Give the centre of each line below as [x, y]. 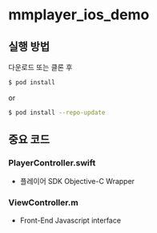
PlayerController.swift [52, 163]
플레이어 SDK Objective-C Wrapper [77, 182]
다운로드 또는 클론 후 [40, 67]
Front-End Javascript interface [70, 220]
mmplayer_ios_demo [79, 15]
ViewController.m [43, 202]
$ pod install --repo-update [57, 112]
